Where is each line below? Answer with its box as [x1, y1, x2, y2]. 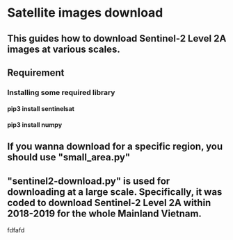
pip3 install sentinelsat [7, 105, 75, 113]
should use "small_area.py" [7, 151, 131, 164]
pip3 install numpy [7, 121, 63, 129]
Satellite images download [7, 5, 163, 21]
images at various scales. [7, 43, 120, 55]
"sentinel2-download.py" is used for [7, 175, 170, 187]
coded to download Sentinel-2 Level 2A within [7, 196, 211, 209]
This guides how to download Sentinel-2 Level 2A [7, 33, 227, 44]
